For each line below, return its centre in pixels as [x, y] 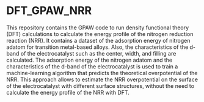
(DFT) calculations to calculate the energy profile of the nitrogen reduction [100, 34]
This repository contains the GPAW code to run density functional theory [98, 27]
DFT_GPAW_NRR [49, 11]
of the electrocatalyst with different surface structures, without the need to [100, 86]
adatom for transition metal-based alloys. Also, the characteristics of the [97, 47]
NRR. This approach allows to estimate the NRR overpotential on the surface [102, 79]
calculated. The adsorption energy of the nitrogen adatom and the [89, 60]
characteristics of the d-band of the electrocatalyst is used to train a [92, 66]
